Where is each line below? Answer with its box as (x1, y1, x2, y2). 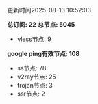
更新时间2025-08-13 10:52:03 (7, 6, 91, 14)
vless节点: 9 (16, 35, 51, 43)
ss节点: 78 (16, 64, 47, 72)
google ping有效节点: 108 (7, 50, 80, 57)
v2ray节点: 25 (16, 73, 56, 81)
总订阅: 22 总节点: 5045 (7, 21, 75, 29)
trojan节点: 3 (16, 81, 53, 89)
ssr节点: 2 (16, 90, 46, 98)
